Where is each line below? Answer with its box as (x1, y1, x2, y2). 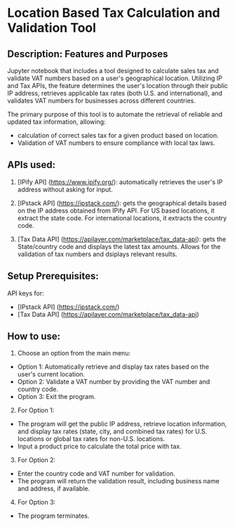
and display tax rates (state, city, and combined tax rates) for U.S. (17, 427, 208, 436)
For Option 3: (17, 498, 56, 507)
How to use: (7, 331, 61, 343)
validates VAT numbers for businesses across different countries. (7, 96, 196, 105)
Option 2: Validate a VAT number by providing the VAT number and (17, 378, 210, 386)
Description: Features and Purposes (7, 48, 168, 60)
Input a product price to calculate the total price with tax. (17, 442, 182, 451)
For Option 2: (17, 456, 56, 464)
